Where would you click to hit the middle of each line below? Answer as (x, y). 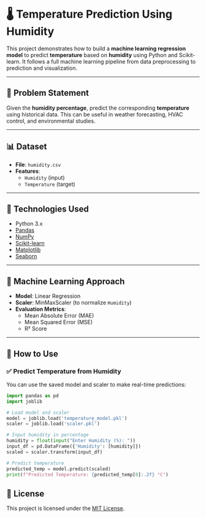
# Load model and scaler (38, 413)
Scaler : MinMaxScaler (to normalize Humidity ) (73, 303)
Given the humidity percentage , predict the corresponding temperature (98, 108)
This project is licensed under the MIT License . (66, 508)
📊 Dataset (27, 147)
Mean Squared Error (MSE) (59, 322)
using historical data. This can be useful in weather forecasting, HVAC (95, 114)
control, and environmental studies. (51, 121)
